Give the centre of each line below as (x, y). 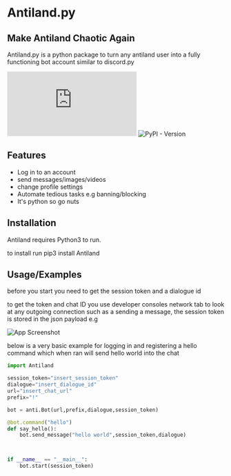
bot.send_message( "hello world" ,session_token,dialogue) (103, 435)
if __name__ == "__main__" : (48, 459)
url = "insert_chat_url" (40, 391)
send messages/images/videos (61, 179)
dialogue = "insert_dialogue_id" (52, 385)
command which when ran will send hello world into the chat (93, 353)
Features (27, 155)
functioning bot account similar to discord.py (71, 62)
